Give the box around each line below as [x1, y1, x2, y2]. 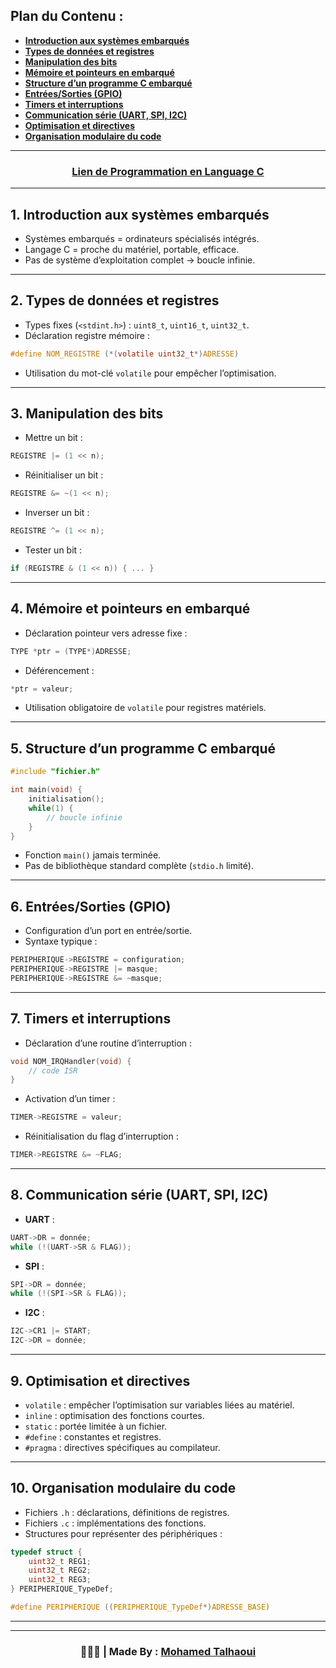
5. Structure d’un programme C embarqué [10, 740, 277, 757]
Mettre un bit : [24, 432, 83, 444]
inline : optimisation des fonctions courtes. [24, 1409, 205, 1421]
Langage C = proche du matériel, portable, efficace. [24, 243, 240, 255]
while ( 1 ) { [28, 803, 74, 813]
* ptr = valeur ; [10, 684, 74, 694]
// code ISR [28, 1065, 78, 1076]
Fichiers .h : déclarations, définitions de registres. [24, 1506, 230, 1518]
